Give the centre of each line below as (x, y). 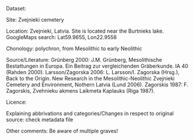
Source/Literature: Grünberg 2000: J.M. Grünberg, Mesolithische (84, 60)
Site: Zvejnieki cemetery (35, 20)
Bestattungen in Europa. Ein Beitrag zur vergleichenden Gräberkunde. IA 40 (97, 66)
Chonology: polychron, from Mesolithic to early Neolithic (74, 48)
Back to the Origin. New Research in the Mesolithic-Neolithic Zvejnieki (91, 78)
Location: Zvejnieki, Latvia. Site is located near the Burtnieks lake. (85, 31)
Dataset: (16, 8)
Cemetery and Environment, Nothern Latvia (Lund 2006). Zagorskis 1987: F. (97, 85)
